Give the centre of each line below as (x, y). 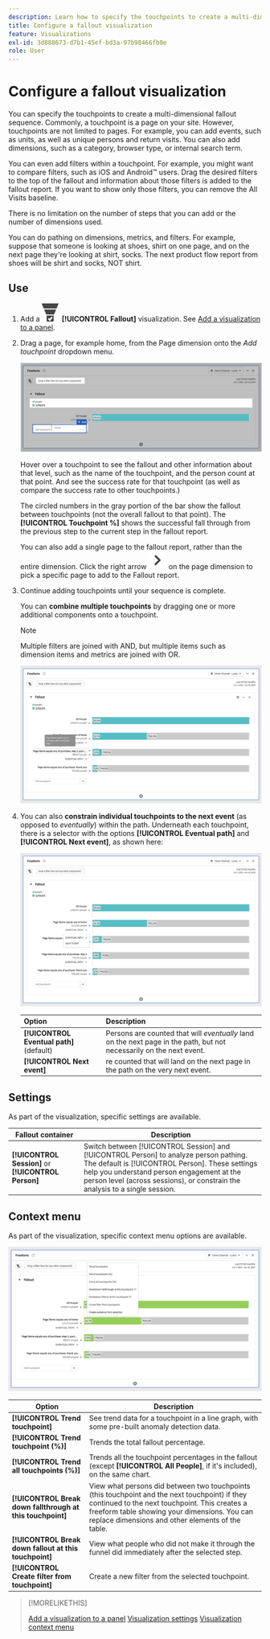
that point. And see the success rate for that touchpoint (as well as (130, 481)
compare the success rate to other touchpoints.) (100, 490)
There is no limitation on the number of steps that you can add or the (122, 214)
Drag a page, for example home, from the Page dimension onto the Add (138, 342)
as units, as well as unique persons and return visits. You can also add (125, 140)
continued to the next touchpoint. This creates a (168, 1502)
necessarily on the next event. (155, 1050)
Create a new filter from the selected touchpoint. (169, 1576)
